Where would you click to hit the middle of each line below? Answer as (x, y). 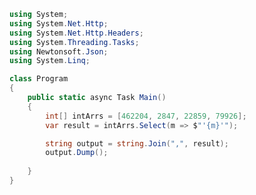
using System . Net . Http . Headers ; (76, 33)
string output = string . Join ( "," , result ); (137, 143)
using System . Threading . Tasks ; (74, 42)
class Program (39, 79)
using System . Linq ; (50, 61)
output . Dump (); (77, 153)
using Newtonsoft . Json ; (59, 51)
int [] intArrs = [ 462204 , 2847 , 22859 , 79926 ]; (146, 116)
